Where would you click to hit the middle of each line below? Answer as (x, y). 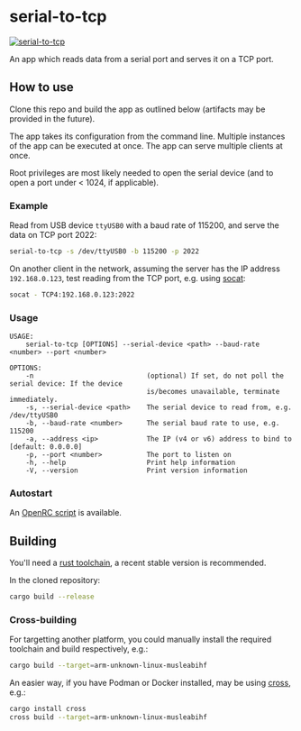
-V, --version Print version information (137, 471)
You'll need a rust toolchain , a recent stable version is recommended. (138, 563)
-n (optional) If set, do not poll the (155, 376)
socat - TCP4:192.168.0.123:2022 (72, 295)
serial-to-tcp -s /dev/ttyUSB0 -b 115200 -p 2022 (105, 251)
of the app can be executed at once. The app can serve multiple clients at (146, 145)
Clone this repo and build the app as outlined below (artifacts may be (137, 109)
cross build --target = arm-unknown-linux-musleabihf (108, 717)
